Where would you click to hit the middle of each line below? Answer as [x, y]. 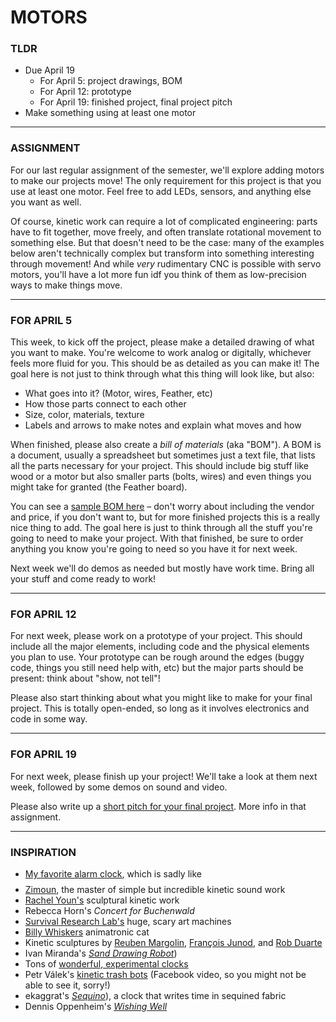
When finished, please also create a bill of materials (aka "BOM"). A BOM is [166, 445]
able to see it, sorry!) [67, 985]
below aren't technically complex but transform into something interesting [162, 253]
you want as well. [46, 202]
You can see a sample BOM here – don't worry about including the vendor [162, 507]
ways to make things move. [66, 285]
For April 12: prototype [85, 92]
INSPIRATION [43, 852]
